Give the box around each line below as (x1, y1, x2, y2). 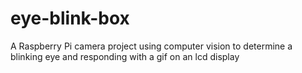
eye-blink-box (10, 7, 130, 30)
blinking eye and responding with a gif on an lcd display (10, 50, 240, 62)
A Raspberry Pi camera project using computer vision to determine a (10, 40, 293, 52)
